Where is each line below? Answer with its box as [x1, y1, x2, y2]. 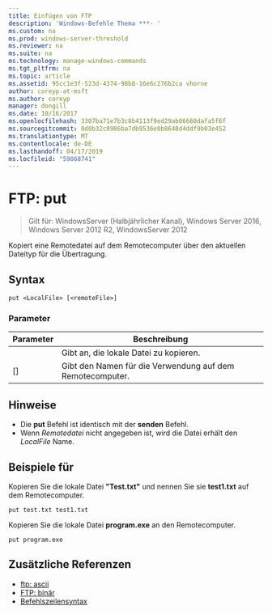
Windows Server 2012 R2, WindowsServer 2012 [28, 225, 188, 235]
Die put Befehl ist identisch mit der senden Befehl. [19, 420, 189, 430]
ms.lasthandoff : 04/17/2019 [8, 147, 104, 155]
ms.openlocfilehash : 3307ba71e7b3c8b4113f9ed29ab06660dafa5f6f [8, 117, 227, 125]
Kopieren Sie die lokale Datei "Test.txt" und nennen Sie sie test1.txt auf [8, 481, 249, 491]
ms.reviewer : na [8, 42, 63, 50]
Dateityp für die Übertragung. [8, 249, 108, 259]
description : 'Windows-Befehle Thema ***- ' [8, 19, 161, 28]
